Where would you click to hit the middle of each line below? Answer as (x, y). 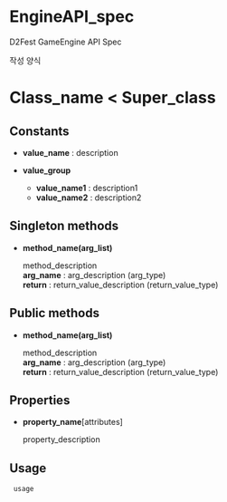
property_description (61, 439)
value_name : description (71, 152)
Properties (40, 400)
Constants (39, 131)
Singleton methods (64, 226)
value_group (47, 170)
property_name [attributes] (73, 422)
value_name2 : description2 (89, 198)
